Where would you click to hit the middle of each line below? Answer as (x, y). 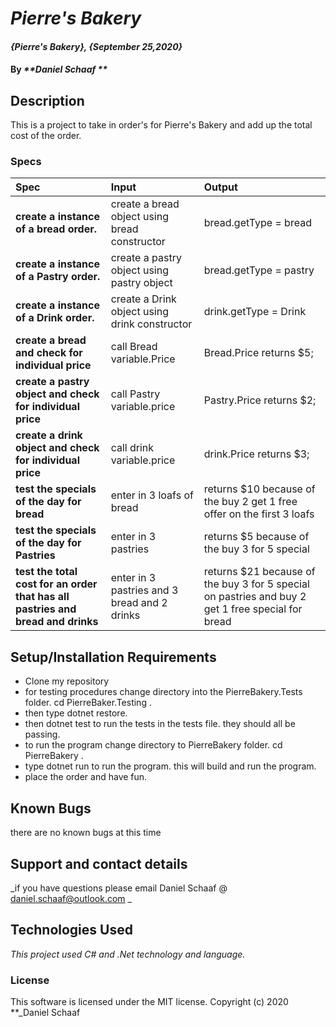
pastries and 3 (144, 590)
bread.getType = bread (257, 223)
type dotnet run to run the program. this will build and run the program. (170, 766)
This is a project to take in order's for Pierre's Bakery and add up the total (161, 125)
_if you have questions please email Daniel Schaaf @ (119, 888)
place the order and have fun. (86, 777)
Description (47, 100)
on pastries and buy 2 (255, 597)
